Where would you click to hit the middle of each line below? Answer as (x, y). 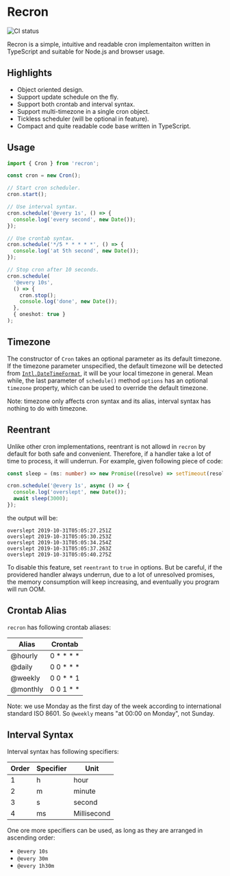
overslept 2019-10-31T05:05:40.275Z (59, 555)
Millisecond (92, 813)
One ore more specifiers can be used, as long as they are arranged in (105, 830)
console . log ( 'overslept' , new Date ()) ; (70, 492)
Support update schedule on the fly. (68, 97)
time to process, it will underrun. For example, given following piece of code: (115, 461)
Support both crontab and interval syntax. (76, 104)
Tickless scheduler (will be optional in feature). (83, 119)
